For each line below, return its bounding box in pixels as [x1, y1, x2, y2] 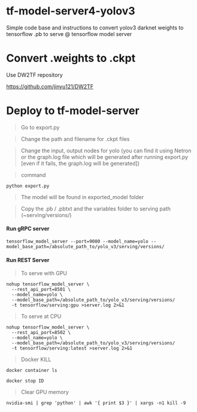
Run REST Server [6, 256, 50, 263]
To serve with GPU [20, 270, 68, 277]
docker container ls [6, 368, 58, 374]
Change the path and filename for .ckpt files [20, 135, 130, 142]
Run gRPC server [6, 225, 50, 232]
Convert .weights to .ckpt [6, 52, 136, 65]
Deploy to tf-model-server [6, 104, 140, 118]
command [20, 171, 46, 178]
